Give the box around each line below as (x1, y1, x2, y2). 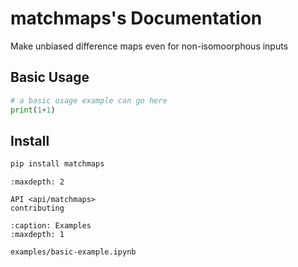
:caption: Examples (10, 221, 92, 231)
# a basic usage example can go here (10, 95, 168, 106)
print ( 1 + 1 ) (10, 105, 56, 115)
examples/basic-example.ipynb (10, 247, 137, 257)
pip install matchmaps (10, 159, 105, 169)
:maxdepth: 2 (10, 177, 65, 187)
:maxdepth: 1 (10, 230, 65, 240)
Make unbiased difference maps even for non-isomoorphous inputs (10, 40, 289, 52)
